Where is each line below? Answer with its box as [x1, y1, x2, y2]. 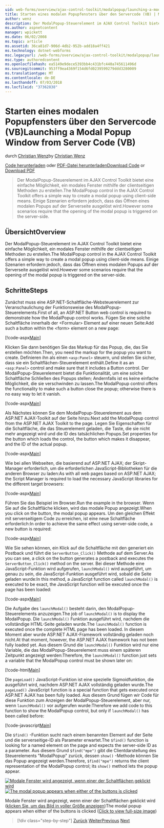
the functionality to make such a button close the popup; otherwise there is [5, 386, 156, 392]
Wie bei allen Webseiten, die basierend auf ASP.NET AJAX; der [5, 460, 132, 466]
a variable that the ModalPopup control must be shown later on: [5, 658, 133, 663]
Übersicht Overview [5, 228, 66, 236]
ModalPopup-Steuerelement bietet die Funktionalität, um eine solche [5, 370, 143, 376]
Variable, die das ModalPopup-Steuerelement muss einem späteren [5, 647, 141, 653]
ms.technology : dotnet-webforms [5, 48, 71, 53]
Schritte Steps [5, 286, 48, 294]
